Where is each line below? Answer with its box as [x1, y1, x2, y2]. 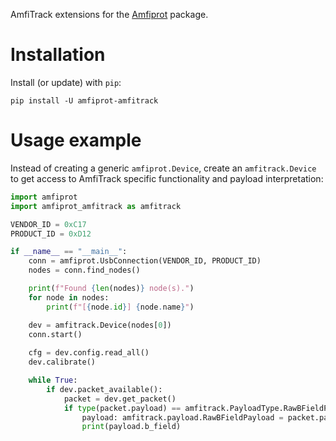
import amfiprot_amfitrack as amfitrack [10, 201, 182, 211]
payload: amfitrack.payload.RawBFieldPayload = [81, 412, 284, 423]
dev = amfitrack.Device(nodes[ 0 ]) [28, 320, 172, 330]
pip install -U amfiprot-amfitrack [10, 95, 159, 106]
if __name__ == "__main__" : [10, 247, 128, 257]
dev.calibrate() [28, 357, 97, 368]
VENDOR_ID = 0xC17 [10, 219, 87, 229]
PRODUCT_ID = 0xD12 [10, 229, 92, 239]
